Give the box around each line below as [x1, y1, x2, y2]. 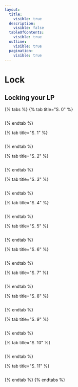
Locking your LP [4, 93, 55, 102]
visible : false [13, 26, 44, 30]
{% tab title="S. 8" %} [4, 293, 49, 299]
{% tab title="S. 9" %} [4, 316, 49, 322]
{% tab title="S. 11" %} [4, 363, 50, 369]
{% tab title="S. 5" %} [4, 223, 49, 229]
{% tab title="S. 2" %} [4, 153, 49, 159]
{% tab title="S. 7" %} [4, 270, 49, 276]
